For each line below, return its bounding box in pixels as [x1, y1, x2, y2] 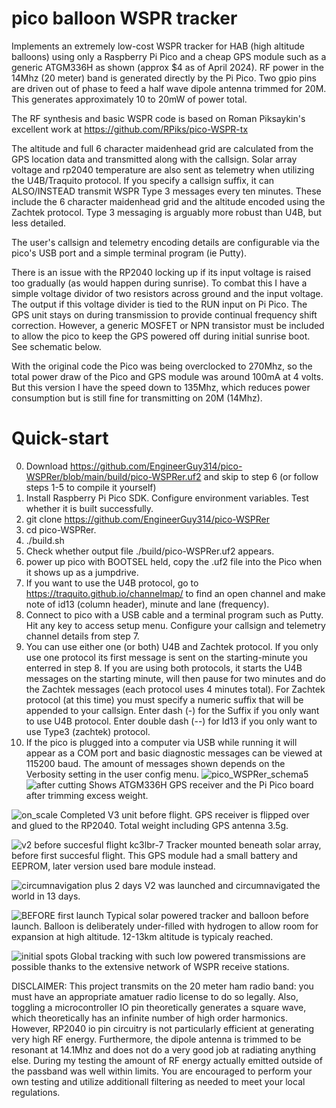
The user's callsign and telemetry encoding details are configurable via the [11, 236, 320, 248]
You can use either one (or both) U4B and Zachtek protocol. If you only [25, 640, 319, 652]
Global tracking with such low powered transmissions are [70, 950, 306, 962]
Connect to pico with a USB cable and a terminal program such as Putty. [25, 608, 324, 621]
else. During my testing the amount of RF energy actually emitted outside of [11, 1054, 323, 1066]
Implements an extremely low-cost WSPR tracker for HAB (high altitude [11, 40, 305, 52]
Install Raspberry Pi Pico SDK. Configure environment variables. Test [25, 492, 309, 504]
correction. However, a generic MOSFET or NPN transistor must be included [11, 319, 325, 331]
